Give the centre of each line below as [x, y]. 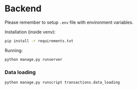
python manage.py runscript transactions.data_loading [62, 82]
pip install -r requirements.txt [39, 41]
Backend [23, 9]
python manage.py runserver [34, 59]
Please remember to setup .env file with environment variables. [69, 22]
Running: [14, 50]
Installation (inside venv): [30, 32]
